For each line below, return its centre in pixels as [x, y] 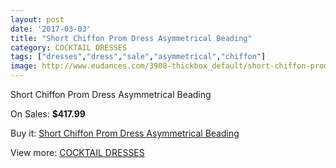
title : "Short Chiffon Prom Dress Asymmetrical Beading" [131, 38]
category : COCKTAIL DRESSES [69, 47]
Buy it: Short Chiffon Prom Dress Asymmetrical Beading [125, 133]
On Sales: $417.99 [48, 114]
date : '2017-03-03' [51, 29]
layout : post [37, 19]
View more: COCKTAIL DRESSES [77, 152]
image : [24, 66]
